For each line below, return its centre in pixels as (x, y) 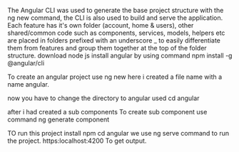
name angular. (29, 84)
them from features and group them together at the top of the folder (107, 48)
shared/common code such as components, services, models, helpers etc (116, 33)
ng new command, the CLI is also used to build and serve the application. (115, 18)
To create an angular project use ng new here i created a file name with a (115, 77)
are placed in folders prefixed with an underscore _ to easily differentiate (114, 40)
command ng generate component (59, 119)
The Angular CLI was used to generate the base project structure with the (116, 10)
